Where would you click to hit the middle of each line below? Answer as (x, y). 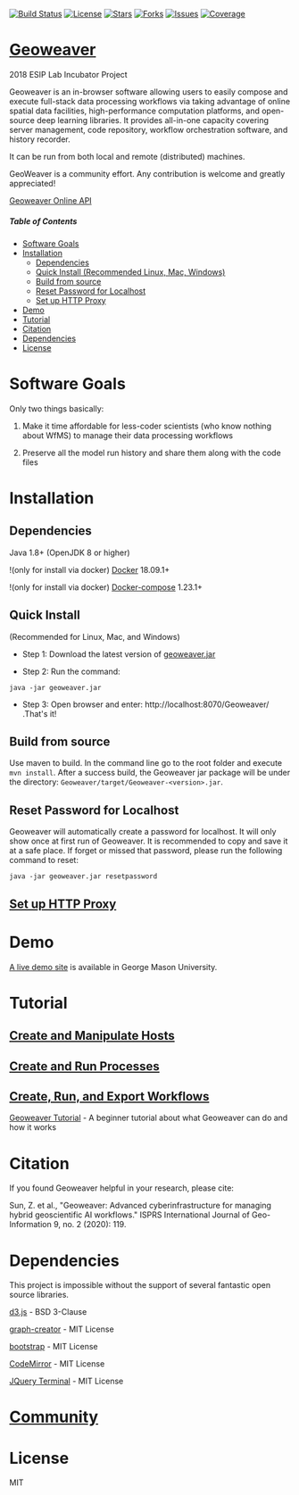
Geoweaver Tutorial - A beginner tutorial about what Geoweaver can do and (149, 1118)
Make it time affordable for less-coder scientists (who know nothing (147, 426)
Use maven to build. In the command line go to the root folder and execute (146, 763)
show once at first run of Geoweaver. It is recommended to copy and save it (149, 841)
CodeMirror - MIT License (57, 1364)
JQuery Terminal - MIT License (66, 1381)
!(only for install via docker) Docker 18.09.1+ (90, 569)
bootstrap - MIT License (54, 1347)
